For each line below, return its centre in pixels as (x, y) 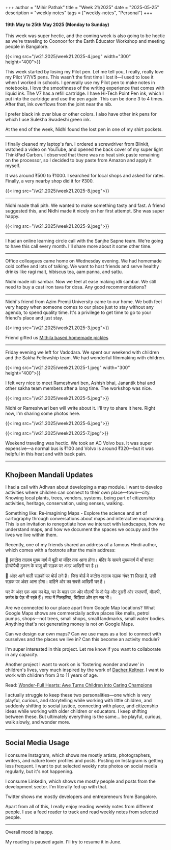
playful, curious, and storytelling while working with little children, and (79, 701)
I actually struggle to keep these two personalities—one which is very (78, 695)
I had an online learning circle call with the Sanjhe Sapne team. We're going (84, 241)
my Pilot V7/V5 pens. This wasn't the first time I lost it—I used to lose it (79, 77)
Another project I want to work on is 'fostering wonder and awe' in (75, 665)
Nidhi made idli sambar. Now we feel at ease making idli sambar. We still (81, 282)
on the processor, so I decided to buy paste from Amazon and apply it (78, 161)
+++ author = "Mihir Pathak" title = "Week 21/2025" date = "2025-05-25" (82, 7)
